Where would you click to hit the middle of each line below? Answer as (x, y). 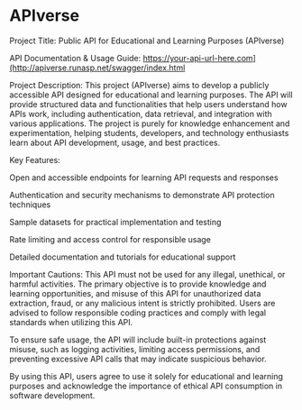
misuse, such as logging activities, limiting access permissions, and (135, 349)
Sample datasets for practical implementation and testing (115, 222)
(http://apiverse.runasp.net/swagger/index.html (97, 68)
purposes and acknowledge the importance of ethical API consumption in (146, 386)
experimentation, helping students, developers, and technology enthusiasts (149, 132)
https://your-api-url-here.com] (200, 58)
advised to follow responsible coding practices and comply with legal (138, 313)
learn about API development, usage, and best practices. (115, 142)
